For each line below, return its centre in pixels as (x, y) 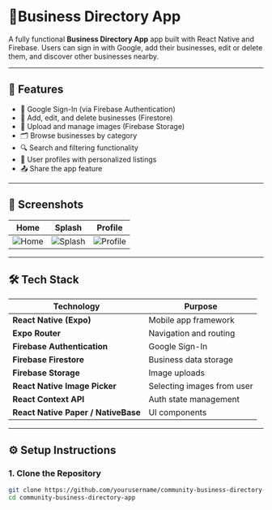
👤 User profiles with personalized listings (88, 159)
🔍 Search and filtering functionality (79, 147)
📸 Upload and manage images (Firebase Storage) (102, 126)
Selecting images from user (201, 387)
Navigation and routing (192, 334)
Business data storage (191, 360)
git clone (25, 491)
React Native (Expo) (52, 320)
